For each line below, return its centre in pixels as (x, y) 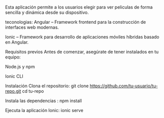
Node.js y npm (20, 67)
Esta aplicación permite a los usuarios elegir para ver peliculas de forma (79, 7)
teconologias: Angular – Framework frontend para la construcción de (76, 22)
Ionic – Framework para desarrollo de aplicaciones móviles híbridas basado (82, 37)
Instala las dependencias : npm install (43, 101)
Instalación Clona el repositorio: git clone (47, 86)
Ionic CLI (14, 76)
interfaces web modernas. (32, 27)
